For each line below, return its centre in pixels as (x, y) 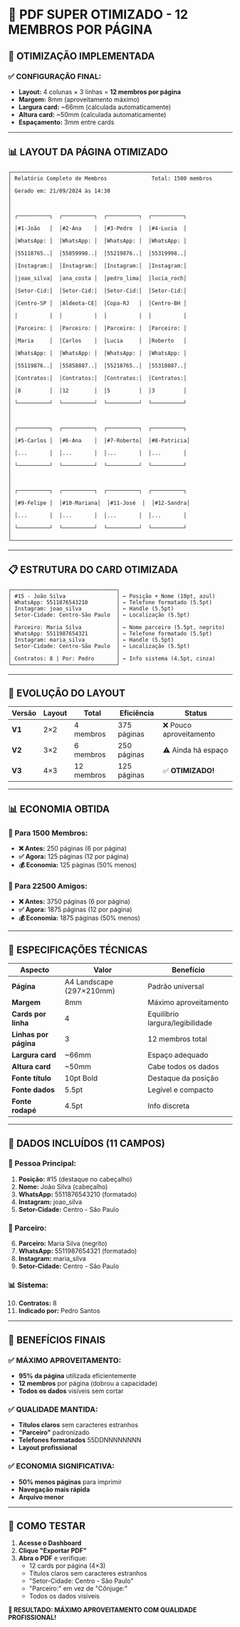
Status (196, 713)
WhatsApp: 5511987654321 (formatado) (78, 1251)
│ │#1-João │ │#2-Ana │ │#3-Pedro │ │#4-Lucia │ (98, 228)
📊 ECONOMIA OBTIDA (59, 809)
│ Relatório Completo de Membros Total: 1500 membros (110, 178)
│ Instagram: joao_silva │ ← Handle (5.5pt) (91, 608)
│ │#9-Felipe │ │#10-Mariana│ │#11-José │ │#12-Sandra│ (99, 503)
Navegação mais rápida (54, 1489)
